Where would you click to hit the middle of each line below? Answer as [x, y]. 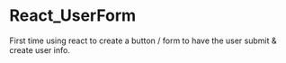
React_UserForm [73, 16]
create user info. [40, 49]
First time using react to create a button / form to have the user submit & [143, 40]
